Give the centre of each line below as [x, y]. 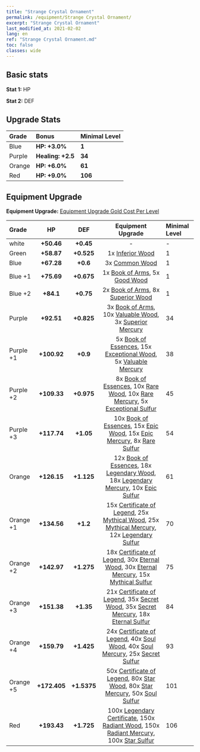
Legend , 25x [131, 513]
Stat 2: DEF [20, 101]
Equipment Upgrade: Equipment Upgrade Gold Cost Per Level [83, 211]
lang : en [17, 34]
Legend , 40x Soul [131, 639]
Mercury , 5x [131, 401]
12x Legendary [131, 535]
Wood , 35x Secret [131, 607]
